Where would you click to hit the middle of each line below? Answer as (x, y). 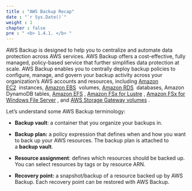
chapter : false (26, 28)
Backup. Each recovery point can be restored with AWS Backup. (92, 182)
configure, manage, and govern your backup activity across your (84, 75)
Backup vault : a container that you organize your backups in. (88, 123)
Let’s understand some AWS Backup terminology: (66, 112)
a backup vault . (34, 147)
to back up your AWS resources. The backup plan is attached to (92, 140)
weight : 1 (19, 22)
